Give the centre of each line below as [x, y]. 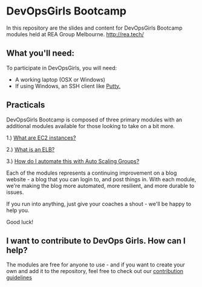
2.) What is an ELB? [31, 149]
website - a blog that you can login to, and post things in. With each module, [101, 179]
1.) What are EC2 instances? [41, 138]
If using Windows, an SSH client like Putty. [68, 86]
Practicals [26, 105]
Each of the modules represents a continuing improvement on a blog [92, 173]
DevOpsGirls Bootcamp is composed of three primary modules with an [94, 120]
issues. [15, 192]
